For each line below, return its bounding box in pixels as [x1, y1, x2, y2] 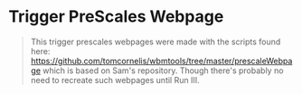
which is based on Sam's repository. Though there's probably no [42, 65, 284, 76]
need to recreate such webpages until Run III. [30, 74, 200, 85]
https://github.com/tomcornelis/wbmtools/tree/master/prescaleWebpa [30, 55, 293, 66]
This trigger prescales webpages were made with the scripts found [30, 36, 281, 47]
